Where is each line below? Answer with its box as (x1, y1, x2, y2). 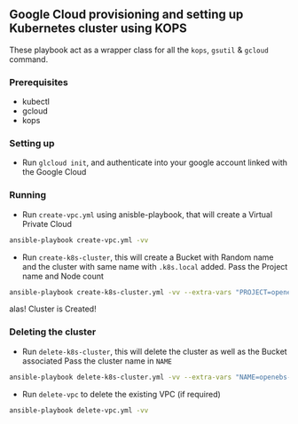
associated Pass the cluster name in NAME (21, 355, 173, 366)
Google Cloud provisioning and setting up (9, 7, 244, 22)
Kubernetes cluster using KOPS (9, 21, 188, 36)
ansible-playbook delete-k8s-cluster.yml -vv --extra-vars (9, 373, 232, 381)
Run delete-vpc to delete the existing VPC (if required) (21, 389, 222, 399)
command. (9, 53, 49, 65)
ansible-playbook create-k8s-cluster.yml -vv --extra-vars (9, 287, 232, 296)
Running (9, 189, 47, 201)
